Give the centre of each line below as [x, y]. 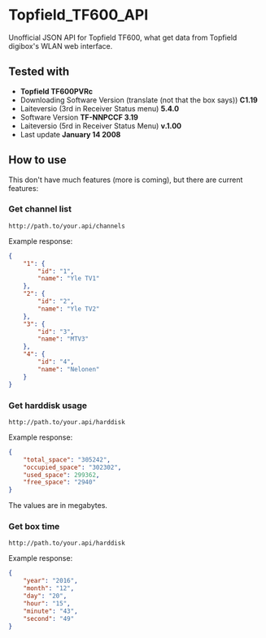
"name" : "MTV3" [63, 339]
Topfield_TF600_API [78, 15]
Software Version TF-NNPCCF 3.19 [79, 117]
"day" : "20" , [45, 596]
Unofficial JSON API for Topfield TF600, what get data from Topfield [123, 37]
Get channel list [40, 209]
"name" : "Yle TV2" [69, 309]
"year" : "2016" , [51, 581]
